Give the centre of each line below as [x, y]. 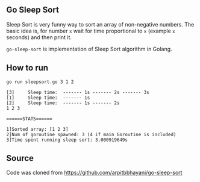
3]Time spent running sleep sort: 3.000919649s [67, 140]
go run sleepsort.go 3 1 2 [40, 82]
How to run [27, 68]
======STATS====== [29, 119]
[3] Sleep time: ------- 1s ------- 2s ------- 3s [78, 92]
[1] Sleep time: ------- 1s [48, 98]
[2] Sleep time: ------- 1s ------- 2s [63, 103]
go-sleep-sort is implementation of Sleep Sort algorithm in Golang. [89, 49]
